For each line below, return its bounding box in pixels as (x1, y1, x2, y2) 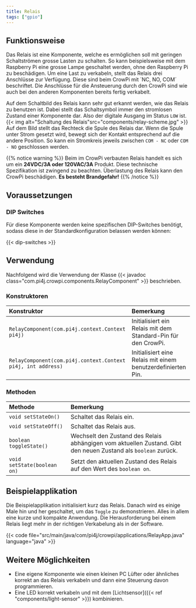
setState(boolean (9, 462, 57, 469)
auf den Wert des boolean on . (70, 465, 151, 473)
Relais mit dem (131, 324, 172, 332)
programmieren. (14, 583, 54, 590)
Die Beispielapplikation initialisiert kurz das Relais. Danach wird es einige (6, 501, 181, 509)
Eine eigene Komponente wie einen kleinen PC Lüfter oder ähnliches (14, 571, 179, 578)
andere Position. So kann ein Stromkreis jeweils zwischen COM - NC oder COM (6, 137, 188, 144)
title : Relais (6, 8, 41, 15)
